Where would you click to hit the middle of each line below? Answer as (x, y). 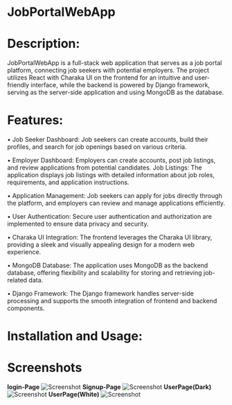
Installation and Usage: (75, 336)
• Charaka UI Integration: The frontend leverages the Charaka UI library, (110, 237)
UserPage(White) (74, 395)
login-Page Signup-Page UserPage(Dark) (109, 387)
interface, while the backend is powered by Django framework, (120, 85)
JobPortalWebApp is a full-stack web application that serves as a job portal (115, 63)
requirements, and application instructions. (68, 182)
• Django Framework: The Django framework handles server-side (100, 294)
